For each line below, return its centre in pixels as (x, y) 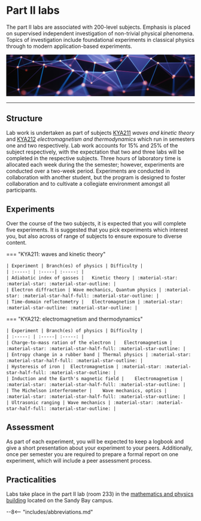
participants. (22, 190)
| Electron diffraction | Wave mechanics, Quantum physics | (84, 290)
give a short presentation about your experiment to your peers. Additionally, (100, 448)
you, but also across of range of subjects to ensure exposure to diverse (94, 236)
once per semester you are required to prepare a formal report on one (92, 454)
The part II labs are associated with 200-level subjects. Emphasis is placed (98, 27)
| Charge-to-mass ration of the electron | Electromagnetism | (89, 343)
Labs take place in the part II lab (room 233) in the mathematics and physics (100, 494)
